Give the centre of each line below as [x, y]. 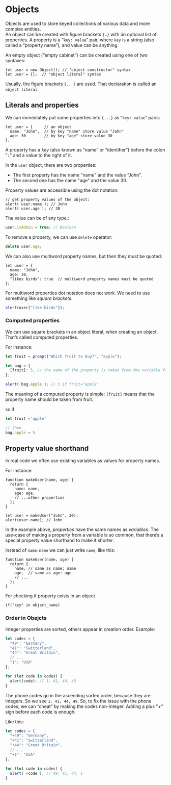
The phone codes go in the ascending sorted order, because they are [78, 695]
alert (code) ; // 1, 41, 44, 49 [43, 681]
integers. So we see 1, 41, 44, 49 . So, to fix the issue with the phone [78, 701]
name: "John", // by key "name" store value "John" [67, 131]
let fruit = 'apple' [26, 419]
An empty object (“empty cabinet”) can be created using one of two [76, 55]
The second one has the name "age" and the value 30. [70, 180]
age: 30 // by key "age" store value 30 [61, 136]
